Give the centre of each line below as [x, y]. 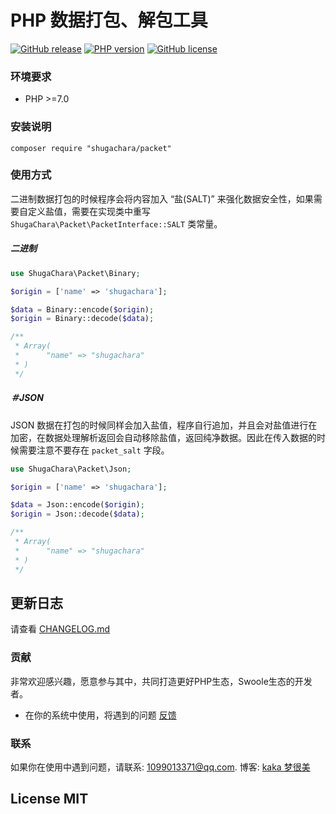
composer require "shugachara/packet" [91, 148]
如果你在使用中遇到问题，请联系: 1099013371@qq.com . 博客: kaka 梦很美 [160, 767]
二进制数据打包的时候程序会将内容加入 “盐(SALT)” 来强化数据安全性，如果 [162, 198]
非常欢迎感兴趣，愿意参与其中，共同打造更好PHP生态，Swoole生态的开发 [161, 681]
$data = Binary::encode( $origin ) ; [82, 309]
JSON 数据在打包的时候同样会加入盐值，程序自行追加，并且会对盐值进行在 [164, 425]
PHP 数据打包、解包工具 [109, 20]
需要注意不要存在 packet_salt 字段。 [94, 450]
